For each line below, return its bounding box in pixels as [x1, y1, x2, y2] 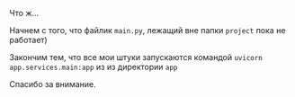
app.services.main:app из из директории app [9, 62, 178, 72]
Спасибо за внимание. [9, 79, 96, 89]
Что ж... [9, 8, 40, 18]
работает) [9, 35, 48, 45]
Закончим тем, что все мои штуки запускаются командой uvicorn [9, 52, 264, 62]
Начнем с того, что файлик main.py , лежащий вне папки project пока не [9, 25, 286, 35]
